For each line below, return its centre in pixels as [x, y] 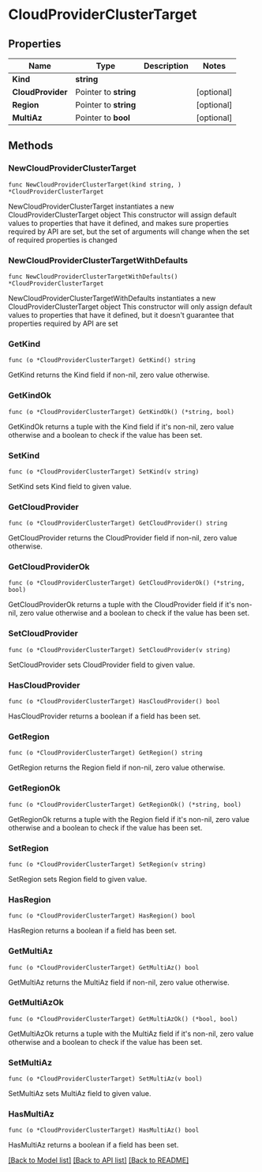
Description [166, 66]
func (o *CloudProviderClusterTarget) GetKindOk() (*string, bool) [122, 412]
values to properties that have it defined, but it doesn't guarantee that [121, 315]
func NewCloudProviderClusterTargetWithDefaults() [93, 277]
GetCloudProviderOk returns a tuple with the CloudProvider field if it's [122, 605]
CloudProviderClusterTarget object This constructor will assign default [122, 214]
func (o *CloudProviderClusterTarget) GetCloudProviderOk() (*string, [127, 583]
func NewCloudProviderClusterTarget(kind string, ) [95, 185]
